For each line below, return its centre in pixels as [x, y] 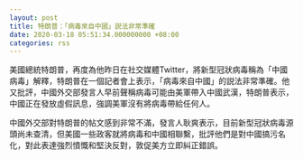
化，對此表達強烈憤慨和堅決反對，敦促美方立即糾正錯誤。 [116, 145]
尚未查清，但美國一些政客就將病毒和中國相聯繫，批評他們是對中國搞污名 [151, 134]
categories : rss [40, 43]
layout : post [34, 18]
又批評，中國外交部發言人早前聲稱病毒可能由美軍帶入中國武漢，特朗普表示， [151, 92]
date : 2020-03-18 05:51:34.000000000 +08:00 [94, 34]
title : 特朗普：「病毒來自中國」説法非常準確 [83, 26]
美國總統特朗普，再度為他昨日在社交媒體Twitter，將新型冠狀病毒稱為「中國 [149, 70]
